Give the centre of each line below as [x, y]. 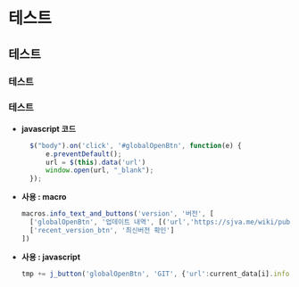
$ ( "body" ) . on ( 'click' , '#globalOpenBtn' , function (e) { [136, 145]
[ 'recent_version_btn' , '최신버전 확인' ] [102, 230]
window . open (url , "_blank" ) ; [100, 170]
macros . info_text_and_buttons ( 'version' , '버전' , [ [117, 214]
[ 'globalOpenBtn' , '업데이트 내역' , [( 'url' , [110, 222]
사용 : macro [44, 197]
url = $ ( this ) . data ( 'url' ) [96, 162]
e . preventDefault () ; [83, 154]
